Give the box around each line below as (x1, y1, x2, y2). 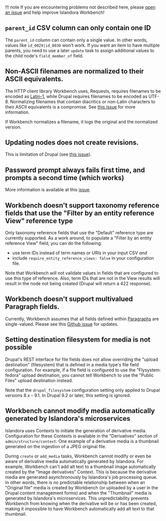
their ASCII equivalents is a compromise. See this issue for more (5, 104, 136, 110)
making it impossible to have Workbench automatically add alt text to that (5, 506, 155, 512)
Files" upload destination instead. (5, 377, 73, 383)
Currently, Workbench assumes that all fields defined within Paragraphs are (5, 316, 159, 322)
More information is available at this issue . (5, 187, 91, 193)
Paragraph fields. (5, 302, 60, 311)
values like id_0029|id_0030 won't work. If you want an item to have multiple (5, 42, 160, 48)
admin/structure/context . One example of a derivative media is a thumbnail (5, 438, 159, 444)
